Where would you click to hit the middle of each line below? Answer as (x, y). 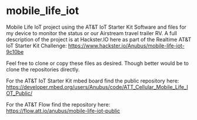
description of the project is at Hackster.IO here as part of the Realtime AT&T (99, 39)
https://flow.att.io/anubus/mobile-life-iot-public (63, 111)
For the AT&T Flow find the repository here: (58, 104)
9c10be (15, 52)
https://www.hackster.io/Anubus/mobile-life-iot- (126, 46)
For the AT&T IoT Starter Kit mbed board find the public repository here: (93, 81)
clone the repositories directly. (43, 69)
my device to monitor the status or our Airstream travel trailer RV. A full (92, 33)
